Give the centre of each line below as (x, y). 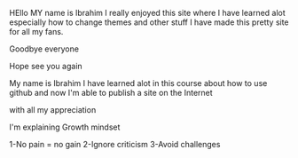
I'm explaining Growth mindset (65, 127)
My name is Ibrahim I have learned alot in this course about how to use (138, 83)
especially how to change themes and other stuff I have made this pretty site (149, 22)
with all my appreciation (53, 110)
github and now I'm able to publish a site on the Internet (111, 93)
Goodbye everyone (44, 49)
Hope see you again (46, 66)
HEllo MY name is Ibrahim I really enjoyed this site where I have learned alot (147, 13)
